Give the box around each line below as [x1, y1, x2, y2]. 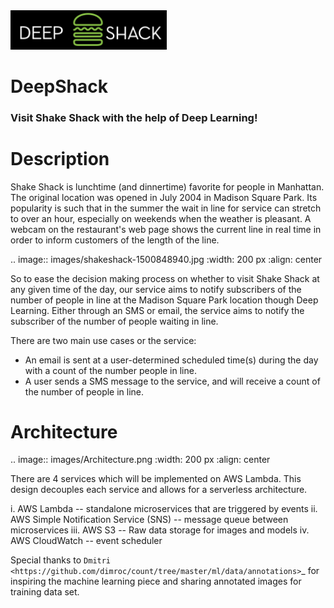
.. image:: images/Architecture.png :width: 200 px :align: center [10, 454, 271, 466]
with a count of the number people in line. [24, 364, 197, 376]
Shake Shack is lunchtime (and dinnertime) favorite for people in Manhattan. [10, 180, 325, 193]
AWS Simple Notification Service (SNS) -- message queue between [10, 514, 289, 526]
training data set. [10, 586, 80, 598]
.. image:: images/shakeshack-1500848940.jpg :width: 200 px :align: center [10, 253, 323, 265]
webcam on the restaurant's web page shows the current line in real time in [10, 223, 322, 235]
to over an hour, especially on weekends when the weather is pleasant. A [10, 212, 312, 224]
